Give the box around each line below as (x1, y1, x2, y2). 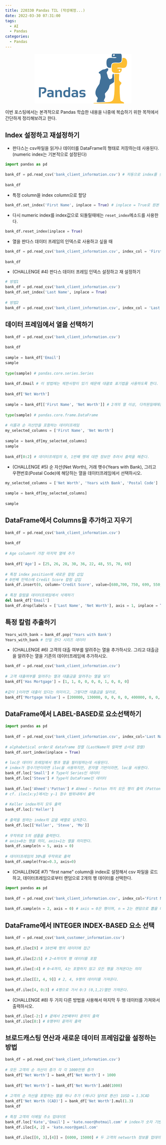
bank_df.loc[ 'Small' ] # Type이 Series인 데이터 (5, 771, 100, 776)
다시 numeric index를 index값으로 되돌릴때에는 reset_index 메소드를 (12, 212, 146, 218)
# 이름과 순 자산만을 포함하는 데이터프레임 (5, 423, 80, 428)
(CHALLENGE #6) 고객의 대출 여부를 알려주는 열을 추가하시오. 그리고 (12, 647, 146, 653)
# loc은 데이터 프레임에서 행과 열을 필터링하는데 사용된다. (5, 760, 110, 765)
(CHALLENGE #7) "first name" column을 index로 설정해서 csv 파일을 (12, 869, 149, 875)
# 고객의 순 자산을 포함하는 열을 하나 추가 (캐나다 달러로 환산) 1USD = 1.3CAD (5, 1094, 150, 1099)
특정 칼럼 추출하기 (5, 618, 56, 627)
